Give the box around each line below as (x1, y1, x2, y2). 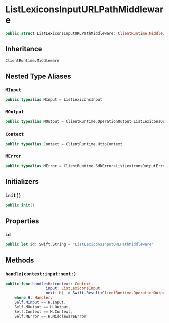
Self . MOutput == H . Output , (14, 304, 71, 309)
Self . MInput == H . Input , (14, 300, 66, 305)
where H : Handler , (14, 295, 53, 300)
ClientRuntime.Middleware (5, 58, 59, 63)
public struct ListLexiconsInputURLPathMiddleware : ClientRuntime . (5, 31, 150, 36)
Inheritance (5, 45, 42, 53)
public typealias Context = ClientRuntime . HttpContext (5, 141, 123, 147)
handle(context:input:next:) (5, 271, 77, 277)
